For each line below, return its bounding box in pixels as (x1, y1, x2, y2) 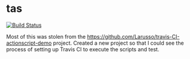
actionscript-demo (6, 39, 52, 46)
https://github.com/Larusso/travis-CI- (87, 33, 180, 40)
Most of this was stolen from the (6, 33, 86, 40)
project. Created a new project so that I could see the (53, 39, 184, 46)
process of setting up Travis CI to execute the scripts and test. (6, 45, 160, 52)
